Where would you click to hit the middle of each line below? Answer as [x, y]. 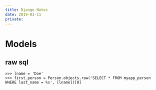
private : [14, 19]
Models [21, 44]
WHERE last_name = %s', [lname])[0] [43, 82]
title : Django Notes [27, 10]
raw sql [17, 62]
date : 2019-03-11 [23, 14]
